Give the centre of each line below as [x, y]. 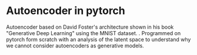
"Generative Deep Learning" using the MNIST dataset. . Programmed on [94, 33]
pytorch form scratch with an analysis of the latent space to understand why [98, 39]
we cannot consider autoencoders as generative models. [75, 46]
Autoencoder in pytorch [66, 11]
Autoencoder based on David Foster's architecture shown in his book [90, 27]
